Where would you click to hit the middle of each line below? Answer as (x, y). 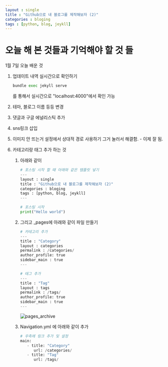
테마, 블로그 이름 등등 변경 (38, 107)
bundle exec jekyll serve (39, 86)
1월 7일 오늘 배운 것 (24, 66)
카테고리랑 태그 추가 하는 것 (39, 150)
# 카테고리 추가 (34, 232)
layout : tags (35, 288)
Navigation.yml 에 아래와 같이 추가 (54, 327)
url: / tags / (46, 360)
